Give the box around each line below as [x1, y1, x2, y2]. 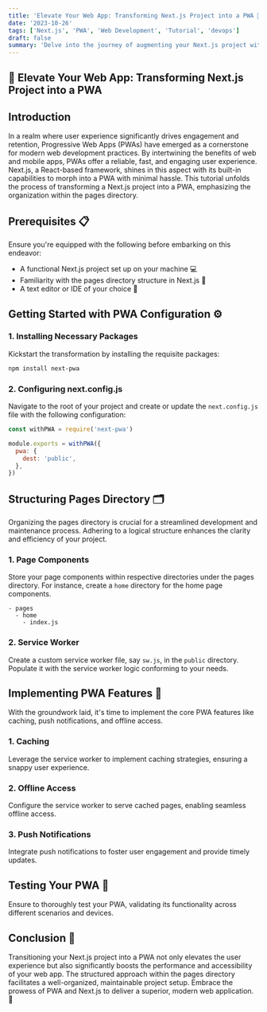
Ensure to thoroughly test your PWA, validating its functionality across [8, 900, 237, 909]
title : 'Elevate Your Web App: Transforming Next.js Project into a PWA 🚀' [8, 11, 265, 20]
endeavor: [8, 248, 42, 258]
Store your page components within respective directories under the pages [8, 572, 254, 582]
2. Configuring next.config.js [8, 383, 123, 394]
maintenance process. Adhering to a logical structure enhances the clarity [8, 526, 251, 536]
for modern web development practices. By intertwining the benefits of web [8, 148, 257, 158]
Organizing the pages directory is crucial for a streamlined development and [8, 518, 258, 527]
